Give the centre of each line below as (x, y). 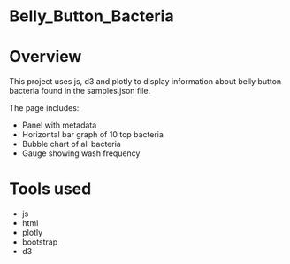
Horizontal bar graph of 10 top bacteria (92, 135)
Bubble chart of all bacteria (71, 144)
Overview (46, 57)
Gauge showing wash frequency (81, 153)
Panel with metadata (59, 125)
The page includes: (44, 108)
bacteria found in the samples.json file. (80, 91)
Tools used (50, 189)
